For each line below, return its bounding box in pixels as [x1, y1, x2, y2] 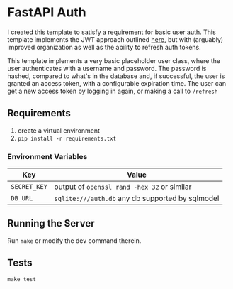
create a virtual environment [17, 126, 101, 135]
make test [7, 276, 37, 283]
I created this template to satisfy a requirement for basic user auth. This [7, 28, 216, 36]
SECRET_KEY [11, 182, 47, 191]
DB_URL [11, 195, 33, 202]
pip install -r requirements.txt [17, 135, 117, 142]
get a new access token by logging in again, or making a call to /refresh [7, 87, 218, 95]
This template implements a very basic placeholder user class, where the [7, 56, 221, 65]
